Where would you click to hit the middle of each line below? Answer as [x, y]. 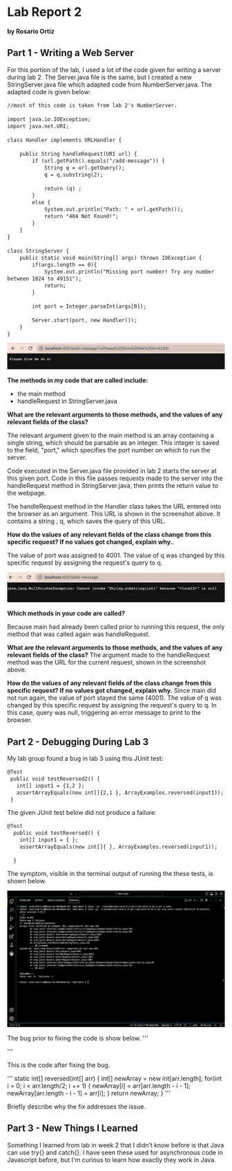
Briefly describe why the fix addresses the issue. [77, 1107]
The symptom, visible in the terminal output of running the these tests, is [110, 873]
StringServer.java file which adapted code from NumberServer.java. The [110, 85]
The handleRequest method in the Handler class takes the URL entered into [114, 506]
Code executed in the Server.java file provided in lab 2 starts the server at [112, 470]
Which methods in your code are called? [66, 613]
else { [41, 202]
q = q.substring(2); [74, 175]
